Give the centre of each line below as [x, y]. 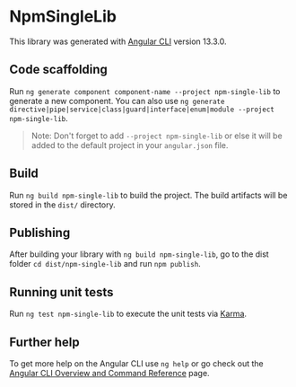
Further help [45, 342]
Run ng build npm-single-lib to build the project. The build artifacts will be [148, 195]
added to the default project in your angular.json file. [130, 145]
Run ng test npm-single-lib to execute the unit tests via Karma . [128, 314]
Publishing [40, 232]
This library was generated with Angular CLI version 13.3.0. [118, 41]
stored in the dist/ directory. [63, 205]
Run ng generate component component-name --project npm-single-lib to [145, 91]
